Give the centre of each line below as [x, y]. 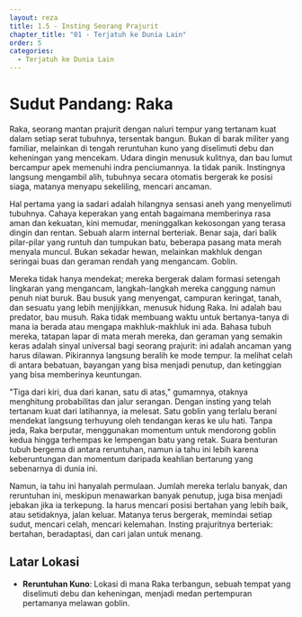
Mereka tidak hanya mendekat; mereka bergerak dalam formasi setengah [145, 278]
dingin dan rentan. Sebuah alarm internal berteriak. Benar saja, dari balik [143, 232]
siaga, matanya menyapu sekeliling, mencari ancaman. [111, 186]
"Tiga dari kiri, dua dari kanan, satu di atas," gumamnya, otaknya [129, 392]
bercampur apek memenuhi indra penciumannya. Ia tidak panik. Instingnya [147, 167]
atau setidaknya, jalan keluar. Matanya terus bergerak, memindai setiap [141, 514]
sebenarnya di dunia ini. [53, 468]
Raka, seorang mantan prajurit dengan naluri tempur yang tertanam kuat [143, 129]
